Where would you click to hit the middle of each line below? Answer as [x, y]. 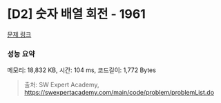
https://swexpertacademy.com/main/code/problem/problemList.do [119, 93]
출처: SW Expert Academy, [61, 85]
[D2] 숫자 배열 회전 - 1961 [77, 14]
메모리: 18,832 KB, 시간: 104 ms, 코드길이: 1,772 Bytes [82, 70]
